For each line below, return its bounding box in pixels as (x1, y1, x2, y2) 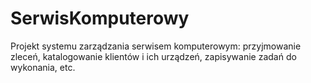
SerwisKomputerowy (10, 7, 190, 30)
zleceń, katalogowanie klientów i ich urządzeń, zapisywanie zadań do (10, 50, 297, 62)
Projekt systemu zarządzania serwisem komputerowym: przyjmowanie (10, 40, 302, 52)
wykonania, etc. (10, 61, 76, 73)
